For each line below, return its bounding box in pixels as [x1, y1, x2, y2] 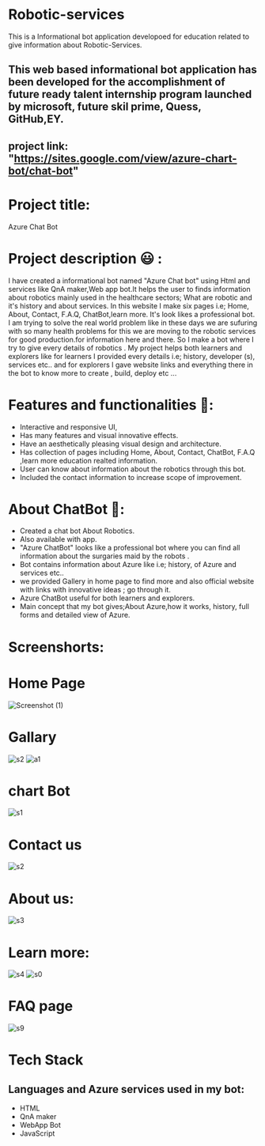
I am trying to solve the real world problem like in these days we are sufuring [8, 318, 258, 327]
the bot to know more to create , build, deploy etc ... [8, 368, 177, 377]
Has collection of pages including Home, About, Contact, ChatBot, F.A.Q [19, 447, 256, 456]
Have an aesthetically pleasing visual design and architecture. [19, 439, 221, 448]
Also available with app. [19, 535, 97, 544]
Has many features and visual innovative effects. [19, 430, 179, 440]
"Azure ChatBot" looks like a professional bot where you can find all [19, 543, 240, 553]
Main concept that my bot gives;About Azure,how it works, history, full [19, 602, 249, 611]
